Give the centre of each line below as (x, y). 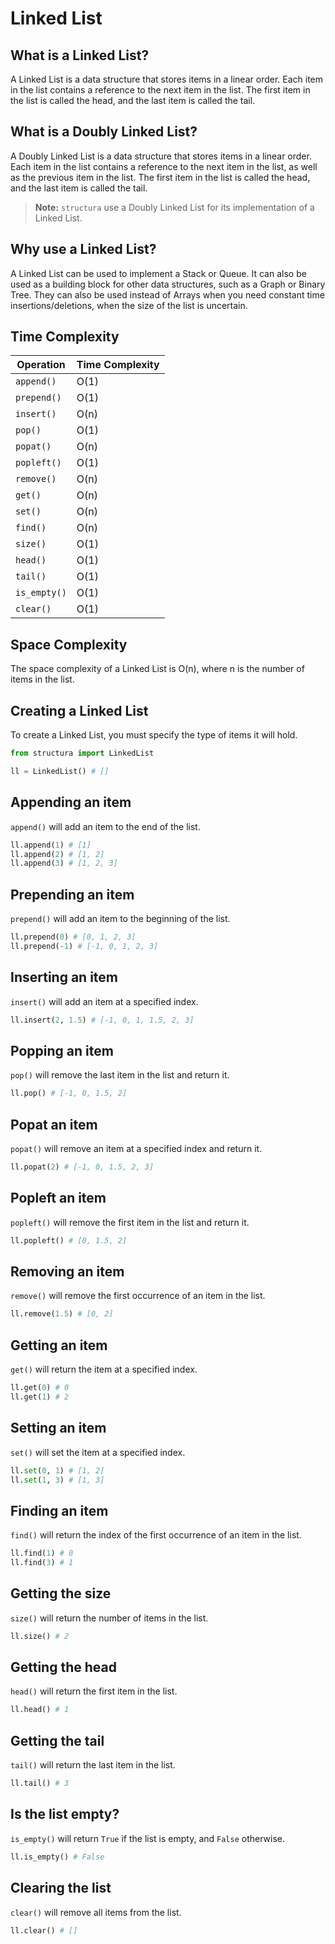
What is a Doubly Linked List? (104, 132)
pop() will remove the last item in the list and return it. (120, 1075)
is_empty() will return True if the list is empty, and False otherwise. (147, 1838)
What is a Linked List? (80, 55)
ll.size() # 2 (40, 1636)
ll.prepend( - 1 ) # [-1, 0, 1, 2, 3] (84, 946)
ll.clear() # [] (44, 1930)
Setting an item (58, 1428)
